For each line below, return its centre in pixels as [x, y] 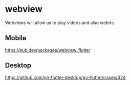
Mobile [16, 38]
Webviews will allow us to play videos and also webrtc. [60, 23]
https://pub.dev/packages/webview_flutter [48, 50]
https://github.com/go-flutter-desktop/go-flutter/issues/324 [65, 77]
